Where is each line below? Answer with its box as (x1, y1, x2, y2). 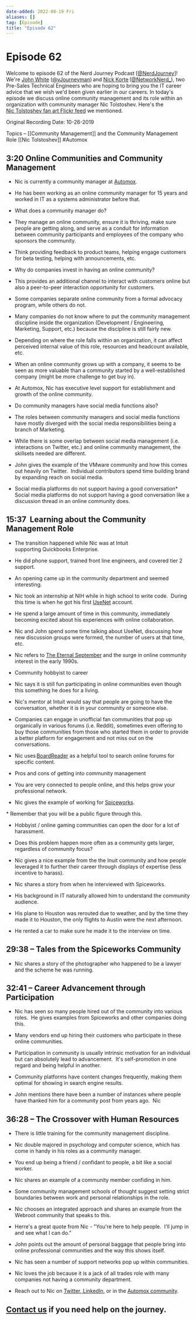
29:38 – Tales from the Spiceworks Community (6, 944, 181, 954)
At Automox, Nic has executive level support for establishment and (14, 384, 176, 391)
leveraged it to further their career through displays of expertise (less (14, 863, 181, 870)
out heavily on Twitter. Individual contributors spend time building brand (14, 468, 190, 474)
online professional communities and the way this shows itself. (14, 1247, 166, 1254)
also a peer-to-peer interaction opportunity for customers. (14, 284, 155, 291)
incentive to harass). (14, 869, 64, 876)
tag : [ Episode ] (6, 19, 43, 25)
